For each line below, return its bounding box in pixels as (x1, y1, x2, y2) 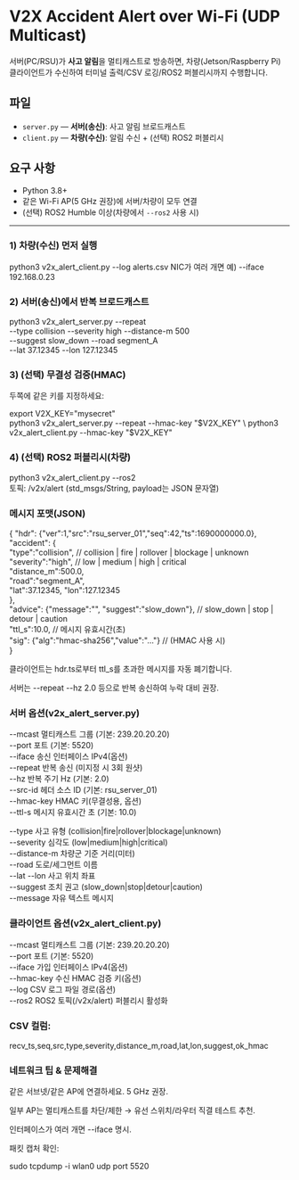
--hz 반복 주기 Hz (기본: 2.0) (9, 773, 109, 784)
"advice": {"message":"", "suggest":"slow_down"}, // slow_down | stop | (9, 604, 274, 615)
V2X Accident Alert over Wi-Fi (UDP (9, 6, 280, 27)
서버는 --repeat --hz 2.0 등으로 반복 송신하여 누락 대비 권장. (9, 682, 220, 693)
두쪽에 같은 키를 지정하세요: (9, 391, 105, 401)
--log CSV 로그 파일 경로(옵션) (9, 984, 117, 994)
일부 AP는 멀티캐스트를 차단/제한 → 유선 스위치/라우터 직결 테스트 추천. (9, 1105, 256, 1116)
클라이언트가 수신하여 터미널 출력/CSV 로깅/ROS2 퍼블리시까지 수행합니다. (9, 67, 269, 78)
